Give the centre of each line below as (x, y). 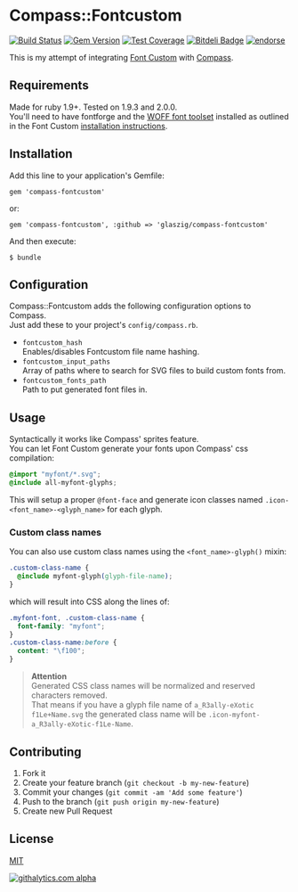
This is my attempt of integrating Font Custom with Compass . (121, 57)
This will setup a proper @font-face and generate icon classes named (136, 499)
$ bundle (25, 258)
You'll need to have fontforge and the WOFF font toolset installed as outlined (149, 116)
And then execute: (43, 241)
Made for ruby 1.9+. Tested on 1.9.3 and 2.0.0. (93, 107)
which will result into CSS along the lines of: (90, 601)
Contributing (45, 752)
